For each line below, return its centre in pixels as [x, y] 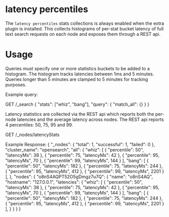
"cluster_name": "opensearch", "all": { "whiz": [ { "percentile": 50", [75, 150]
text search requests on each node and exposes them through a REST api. [83, 34]
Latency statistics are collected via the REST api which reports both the [80, 114]
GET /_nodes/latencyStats [32, 135]
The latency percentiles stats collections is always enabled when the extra [85, 23]
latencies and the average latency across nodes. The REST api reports [90, 119]
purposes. [16, 84]
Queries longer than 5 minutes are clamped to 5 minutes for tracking [77, 79]
